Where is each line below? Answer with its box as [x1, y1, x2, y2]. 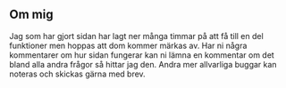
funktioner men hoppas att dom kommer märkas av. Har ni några [9, 40, 248, 51]
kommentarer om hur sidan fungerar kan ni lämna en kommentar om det [9, 49, 274, 60]
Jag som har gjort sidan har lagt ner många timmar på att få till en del [9, 30, 264, 41]
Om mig [9, 7, 54, 22]
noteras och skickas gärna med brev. [9, 68, 146, 79]
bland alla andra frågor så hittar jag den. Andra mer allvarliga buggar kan [9, 59, 277, 69]
